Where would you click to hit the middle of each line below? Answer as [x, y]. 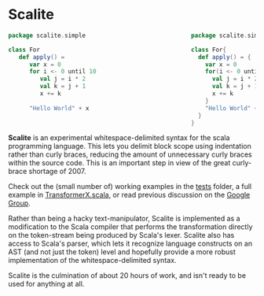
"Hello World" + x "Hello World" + [143, 108]
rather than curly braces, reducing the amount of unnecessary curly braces [130, 154]
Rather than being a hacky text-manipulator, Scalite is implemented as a [125, 219]
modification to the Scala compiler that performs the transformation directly [130, 227]
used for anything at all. [46, 284]
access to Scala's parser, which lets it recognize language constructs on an [130, 244]
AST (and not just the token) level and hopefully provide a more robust [122, 252]
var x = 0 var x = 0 [133, 65]
